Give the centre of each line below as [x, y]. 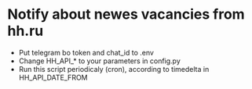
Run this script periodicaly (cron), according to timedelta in [114, 69]
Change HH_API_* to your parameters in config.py [100, 61]
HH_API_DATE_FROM [53, 77]
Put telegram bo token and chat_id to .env [86, 52]
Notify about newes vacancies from [126, 14]
